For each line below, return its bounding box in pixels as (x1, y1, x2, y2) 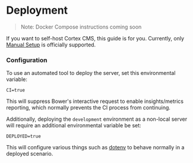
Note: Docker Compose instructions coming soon (20, 23, 142, 30)
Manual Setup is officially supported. (6, 41, 96, 48)
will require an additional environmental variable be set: (6, 122, 141, 129)
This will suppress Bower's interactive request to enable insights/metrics (6, 98, 184, 105)
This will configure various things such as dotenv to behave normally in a (6, 144, 185, 151)
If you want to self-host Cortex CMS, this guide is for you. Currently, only (6, 35, 185, 42)
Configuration (6, 56, 48, 64)
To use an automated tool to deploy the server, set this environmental (6, 70, 176, 77)
